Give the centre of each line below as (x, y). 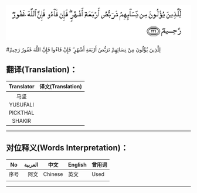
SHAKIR (21, 121)
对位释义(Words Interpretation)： (67, 148)
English (77, 164)
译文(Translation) (60, 87)
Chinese (53, 174)
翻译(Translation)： (42, 70)
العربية (31, 164)
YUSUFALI (21, 105)
